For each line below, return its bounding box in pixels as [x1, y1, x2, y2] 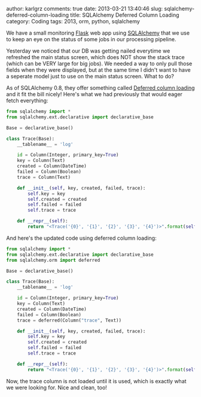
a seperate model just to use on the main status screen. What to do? [6, 73, 175, 80]
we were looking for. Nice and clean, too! [6, 384, 108, 391]
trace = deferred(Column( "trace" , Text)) [17, 317, 121, 323]
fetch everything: [6, 97, 48, 104]
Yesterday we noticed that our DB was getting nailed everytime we [6, 47, 170, 54]
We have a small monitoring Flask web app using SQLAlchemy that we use [6, 29, 190, 36]
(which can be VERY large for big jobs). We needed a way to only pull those [6, 60, 193, 67]
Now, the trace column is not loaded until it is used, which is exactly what [6, 377, 187, 384]
